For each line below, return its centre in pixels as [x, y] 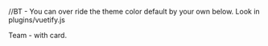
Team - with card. [37, 35]
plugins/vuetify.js [37, 20]
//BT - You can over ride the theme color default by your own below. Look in [134, 11]
